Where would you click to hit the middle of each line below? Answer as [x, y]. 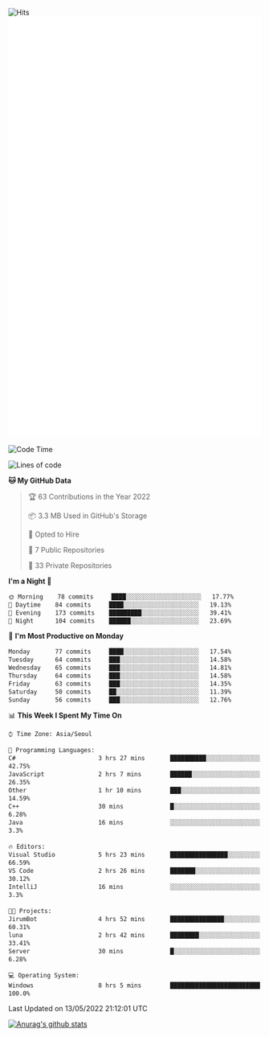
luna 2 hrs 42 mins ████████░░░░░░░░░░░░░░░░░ [134, 936]
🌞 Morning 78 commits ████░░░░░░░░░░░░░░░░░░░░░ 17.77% [121, 597]
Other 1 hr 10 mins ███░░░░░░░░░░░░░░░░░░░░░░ [134, 791]
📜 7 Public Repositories [66, 550]
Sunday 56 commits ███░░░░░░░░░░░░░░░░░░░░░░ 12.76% [120, 700]
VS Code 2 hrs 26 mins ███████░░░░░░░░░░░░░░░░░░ [134, 871]
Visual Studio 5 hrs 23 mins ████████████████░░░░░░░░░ [134, 855]
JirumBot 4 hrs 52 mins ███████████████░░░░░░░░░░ [134, 920]
